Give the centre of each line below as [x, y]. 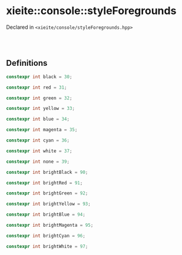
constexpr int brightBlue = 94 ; [46, 215]
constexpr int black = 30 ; [39, 77]
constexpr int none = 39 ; [38, 162]
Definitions [27, 63]
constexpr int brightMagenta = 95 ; [50, 225]
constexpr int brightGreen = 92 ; [47, 193]
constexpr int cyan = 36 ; [38, 140]
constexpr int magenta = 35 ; [42, 130]
